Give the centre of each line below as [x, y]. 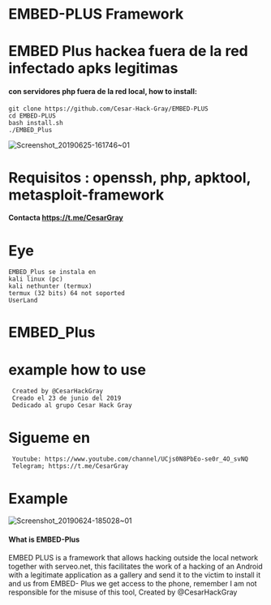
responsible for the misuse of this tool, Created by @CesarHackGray [123, 592]
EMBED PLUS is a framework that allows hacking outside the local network [133, 557]
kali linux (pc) [36, 279]
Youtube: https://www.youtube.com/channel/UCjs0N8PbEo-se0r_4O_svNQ [130, 459]
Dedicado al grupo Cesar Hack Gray [72, 405]
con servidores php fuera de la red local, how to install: [103, 91]
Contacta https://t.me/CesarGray [66, 218]
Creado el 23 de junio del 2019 [67, 398]
